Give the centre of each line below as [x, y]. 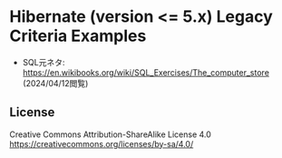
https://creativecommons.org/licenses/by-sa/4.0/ [102, 143]
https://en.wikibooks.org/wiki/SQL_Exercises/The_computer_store [146, 72]
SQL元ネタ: [44, 62]
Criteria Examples [78, 36]
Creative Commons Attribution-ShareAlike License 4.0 [110, 134]
